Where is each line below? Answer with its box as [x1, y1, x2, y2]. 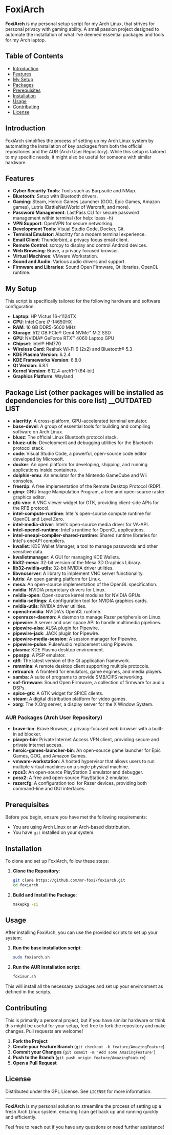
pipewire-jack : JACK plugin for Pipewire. [12, 630, 100, 636]
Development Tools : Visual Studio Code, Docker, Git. [12, 226, 125, 232]
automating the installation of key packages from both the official [5, 143, 143, 149]
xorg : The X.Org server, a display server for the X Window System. [12, 701, 154, 707]
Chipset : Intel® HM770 [12, 341, 61, 347]
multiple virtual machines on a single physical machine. [12, 764, 130, 770]
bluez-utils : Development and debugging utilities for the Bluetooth [12, 440, 153, 446]
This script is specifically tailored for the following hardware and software [5, 298, 160, 304]
